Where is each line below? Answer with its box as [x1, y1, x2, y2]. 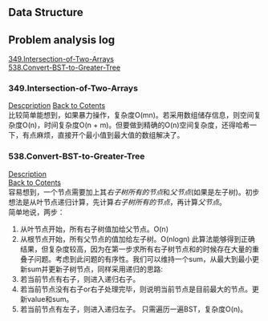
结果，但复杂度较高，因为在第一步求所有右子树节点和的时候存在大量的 [19, 244, 253, 254]
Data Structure [8, 6, 84, 19]
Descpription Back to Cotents [8, 101, 106, 110]
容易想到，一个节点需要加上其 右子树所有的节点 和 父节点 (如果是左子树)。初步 [8, 187, 260, 197]
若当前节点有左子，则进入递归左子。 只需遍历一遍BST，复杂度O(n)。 [19, 304, 248, 314]
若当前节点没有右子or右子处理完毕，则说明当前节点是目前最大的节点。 [19, 284, 253, 294]
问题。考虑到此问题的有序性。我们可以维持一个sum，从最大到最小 [34, 254, 253, 263]
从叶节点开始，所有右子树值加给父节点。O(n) [19, 224, 169, 234]
